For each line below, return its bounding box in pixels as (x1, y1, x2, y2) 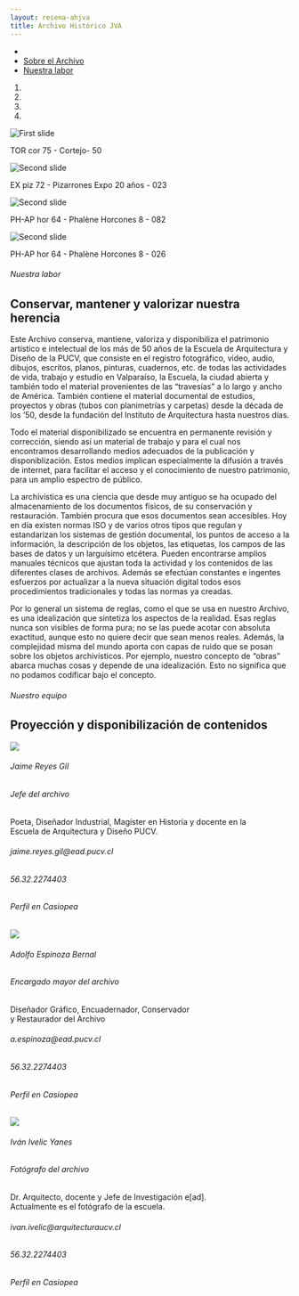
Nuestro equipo (10, 689, 68, 700)
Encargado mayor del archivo (10, 976, 119, 987)
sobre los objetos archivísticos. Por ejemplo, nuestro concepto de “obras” (10, 651, 281, 662)
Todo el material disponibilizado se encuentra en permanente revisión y (10, 427, 272, 437)
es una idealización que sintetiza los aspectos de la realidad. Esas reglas (10, 613, 277, 624)
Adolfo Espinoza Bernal (10, 949, 97, 959)
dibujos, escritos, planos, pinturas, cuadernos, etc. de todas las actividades (10, 363, 287, 373)
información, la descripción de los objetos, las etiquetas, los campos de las (10, 539, 286, 550)
